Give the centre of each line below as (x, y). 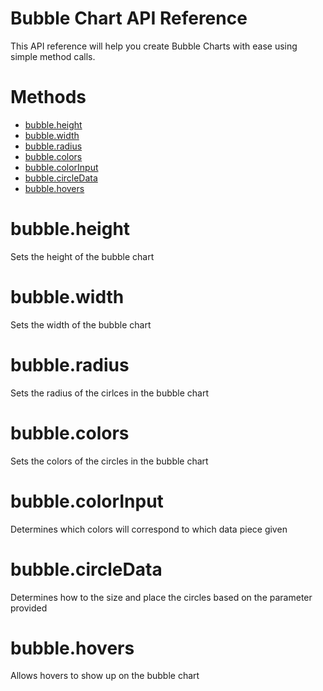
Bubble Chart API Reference (129, 18)
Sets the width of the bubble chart (81, 324)
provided (29, 608)
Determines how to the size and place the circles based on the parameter (161, 597)
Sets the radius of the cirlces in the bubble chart (110, 393)
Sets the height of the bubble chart (82, 256)
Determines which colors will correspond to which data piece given (149, 529)
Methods (48, 97)
